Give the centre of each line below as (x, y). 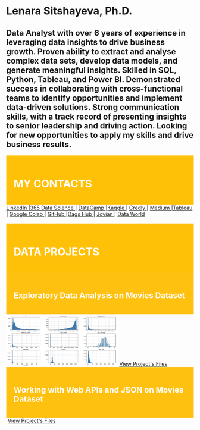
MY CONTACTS (53, 184)
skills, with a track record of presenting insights (96, 116)
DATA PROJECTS (57, 252)
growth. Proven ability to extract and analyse (91, 51)
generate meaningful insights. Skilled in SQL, (91, 70)
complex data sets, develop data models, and (92, 61)
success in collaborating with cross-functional (95, 88)
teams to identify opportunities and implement (94, 98)
